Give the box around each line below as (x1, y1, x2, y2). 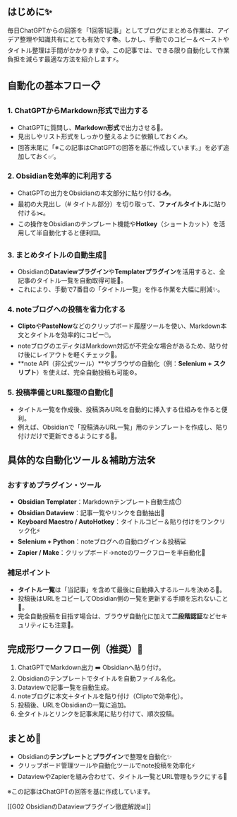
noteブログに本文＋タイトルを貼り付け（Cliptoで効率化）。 (17, 692, 187, 700)
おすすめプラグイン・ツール (7, 481, 102, 490)
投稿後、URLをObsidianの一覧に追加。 (17, 701, 130, 710)
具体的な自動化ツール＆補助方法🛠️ (7, 454, 156, 466)
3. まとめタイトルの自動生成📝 (7, 249, 108, 259)
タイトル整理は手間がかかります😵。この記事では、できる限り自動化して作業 (7, 46, 230, 54)
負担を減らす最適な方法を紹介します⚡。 (7, 54, 123, 63)
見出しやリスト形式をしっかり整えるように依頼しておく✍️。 (17, 132, 192, 141)
